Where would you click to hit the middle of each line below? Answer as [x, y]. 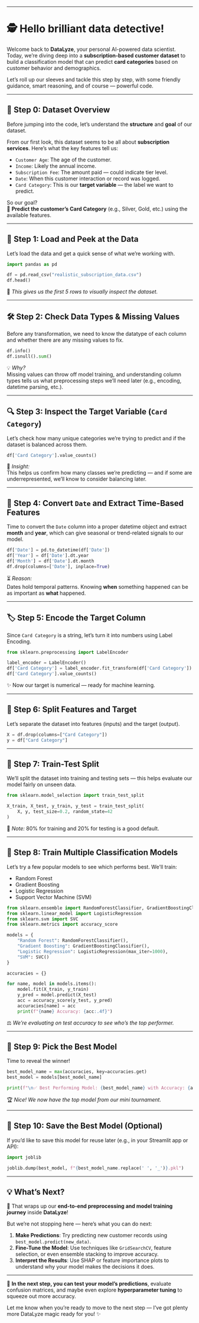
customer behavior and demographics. [54, 68]
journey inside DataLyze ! [37, 1212]
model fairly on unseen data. [41, 784]
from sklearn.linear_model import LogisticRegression [74, 913]
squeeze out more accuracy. [41, 1296]
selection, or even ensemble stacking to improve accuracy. [87, 1254]
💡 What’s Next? [36, 1192]
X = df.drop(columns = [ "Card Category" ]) [57, 735]
